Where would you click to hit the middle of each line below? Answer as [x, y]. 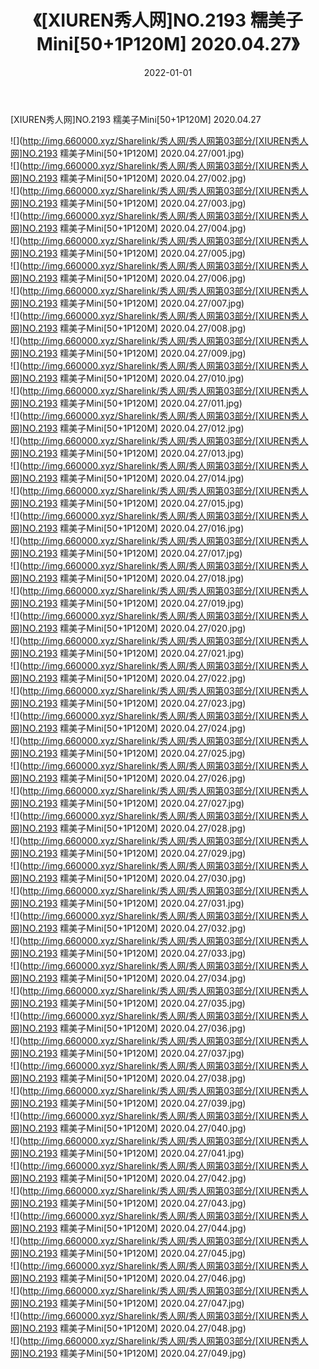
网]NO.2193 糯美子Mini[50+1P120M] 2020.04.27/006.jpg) [128, 278]
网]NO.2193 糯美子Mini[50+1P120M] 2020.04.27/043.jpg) [128, 1203]
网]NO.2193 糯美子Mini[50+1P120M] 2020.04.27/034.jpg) [128, 978]
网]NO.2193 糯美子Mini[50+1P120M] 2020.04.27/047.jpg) [127, 1303]
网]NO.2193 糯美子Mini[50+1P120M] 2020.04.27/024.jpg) [128, 728]
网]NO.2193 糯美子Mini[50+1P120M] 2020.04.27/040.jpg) [128, 1128]
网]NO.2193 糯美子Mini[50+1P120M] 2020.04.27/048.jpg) [128, 1328]
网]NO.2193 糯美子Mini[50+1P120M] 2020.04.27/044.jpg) [128, 1228]
